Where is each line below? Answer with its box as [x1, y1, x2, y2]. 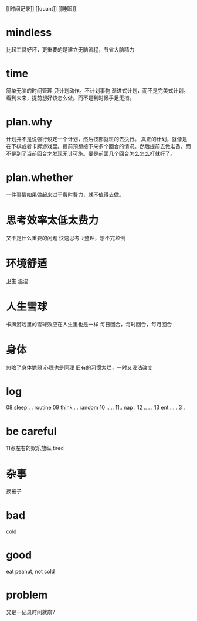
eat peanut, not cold [6, 568, 55, 575]
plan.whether [6, 171, 73, 184]
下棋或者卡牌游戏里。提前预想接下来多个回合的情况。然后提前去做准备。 [11, 142, 186, 149]
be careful [6, 424, 57, 438]
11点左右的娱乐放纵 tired [6, 445, 64, 452]
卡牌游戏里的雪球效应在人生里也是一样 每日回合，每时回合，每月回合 [6, 320, 172, 327]
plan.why [6, 115, 53, 129]
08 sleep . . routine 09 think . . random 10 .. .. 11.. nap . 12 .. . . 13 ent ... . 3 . [6, 404, 185, 411]
